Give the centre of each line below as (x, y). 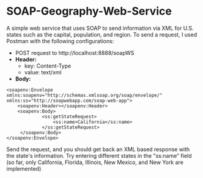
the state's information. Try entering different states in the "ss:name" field (99, 155)
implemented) (24, 168)
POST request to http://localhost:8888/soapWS (75, 52)
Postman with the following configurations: (60, 41)
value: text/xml (43, 72)
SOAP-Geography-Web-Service (89, 11)
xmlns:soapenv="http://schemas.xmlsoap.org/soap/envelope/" (85, 95)
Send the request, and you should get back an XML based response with (98, 149)
